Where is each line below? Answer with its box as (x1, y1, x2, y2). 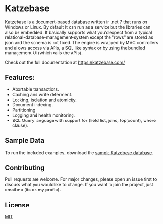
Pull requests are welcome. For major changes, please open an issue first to (5, 176, 157, 182)
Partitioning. (12, 107, 36, 113)
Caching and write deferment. (12, 91, 72, 97)
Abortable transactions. (12, 86, 59, 92)
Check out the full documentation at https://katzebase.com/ (5, 59, 125, 65)
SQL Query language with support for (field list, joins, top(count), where (12, 117, 156, 123)
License (5, 201, 30, 209)
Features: (5, 73, 35, 82)
